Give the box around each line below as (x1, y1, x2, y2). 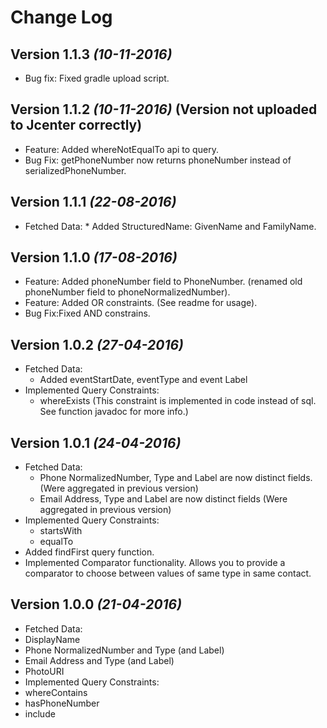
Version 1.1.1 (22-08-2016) (10, 194, 177, 211)
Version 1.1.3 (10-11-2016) (10, 46, 173, 63)
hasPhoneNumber (24, 697, 100, 709)
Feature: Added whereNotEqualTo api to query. (24, 143, 219, 155)
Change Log (10, 6, 113, 29)
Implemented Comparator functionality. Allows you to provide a (24, 557, 286, 569)
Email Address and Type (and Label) (24, 654, 175, 666)
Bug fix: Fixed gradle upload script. (24, 72, 170, 84)
